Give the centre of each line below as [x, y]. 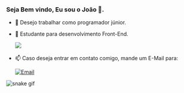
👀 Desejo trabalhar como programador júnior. [70, 23]
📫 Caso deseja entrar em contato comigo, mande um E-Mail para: [96, 58]
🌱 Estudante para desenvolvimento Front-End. [71, 34]
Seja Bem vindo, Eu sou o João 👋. [55, 10]
